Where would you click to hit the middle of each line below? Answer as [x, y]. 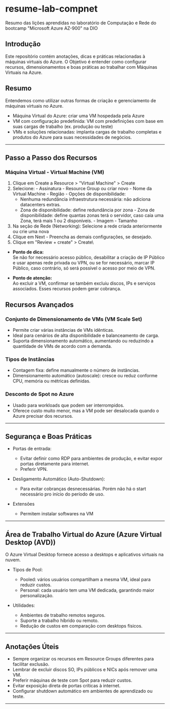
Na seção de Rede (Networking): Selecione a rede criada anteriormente [87, 226]
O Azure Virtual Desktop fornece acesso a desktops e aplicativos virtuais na [84, 555]
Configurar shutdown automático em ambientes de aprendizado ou [82, 691]
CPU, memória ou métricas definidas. [52, 381]
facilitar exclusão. [31, 664]
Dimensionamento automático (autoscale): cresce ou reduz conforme [85, 376]
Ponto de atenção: [32, 278]
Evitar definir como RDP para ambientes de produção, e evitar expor [91, 459]
